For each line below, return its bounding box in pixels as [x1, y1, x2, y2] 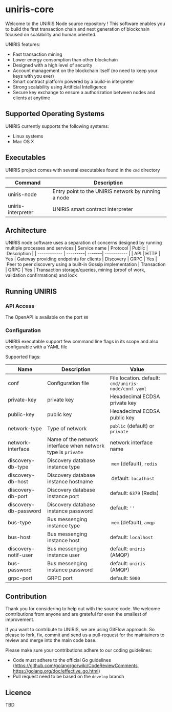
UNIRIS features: [5, 41, 40, 47]
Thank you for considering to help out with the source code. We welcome [5, 606, 160, 612]
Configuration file [47, 380, 90, 387]
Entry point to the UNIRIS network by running [52, 188, 161, 195]
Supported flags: [5, 354, 41, 360]
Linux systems [12, 133, 44, 139]
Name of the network [47, 436, 98, 443]
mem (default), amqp [111, 519, 155, 526]
